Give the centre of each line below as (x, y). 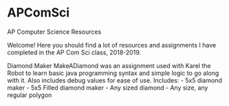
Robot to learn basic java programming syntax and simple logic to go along (113, 73)
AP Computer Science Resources (54, 32)
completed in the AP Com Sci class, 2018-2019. (74, 52)
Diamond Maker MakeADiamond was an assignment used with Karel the (109, 65)
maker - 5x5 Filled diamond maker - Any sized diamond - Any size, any (108, 87)
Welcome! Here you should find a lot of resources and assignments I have (112, 45)
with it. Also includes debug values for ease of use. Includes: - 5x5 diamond (115, 80)
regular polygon (30, 95)
